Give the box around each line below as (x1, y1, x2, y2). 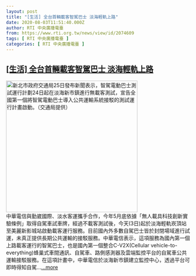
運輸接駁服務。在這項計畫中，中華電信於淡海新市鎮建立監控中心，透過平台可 (6, 256, 190, 263)
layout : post (6, 8, 38, 15)
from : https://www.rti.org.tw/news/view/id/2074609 (6, 30, 134, 36)
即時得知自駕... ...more (6, 264, 58, 271)
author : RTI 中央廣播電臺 (6, 25, 64, 31)
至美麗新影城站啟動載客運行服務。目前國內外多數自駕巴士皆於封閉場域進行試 (6, 227, 190, 234)
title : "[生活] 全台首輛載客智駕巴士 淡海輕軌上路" (6, 14, 118, 20)
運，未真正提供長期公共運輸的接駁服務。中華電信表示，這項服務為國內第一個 (6, 234, 190, 241)
